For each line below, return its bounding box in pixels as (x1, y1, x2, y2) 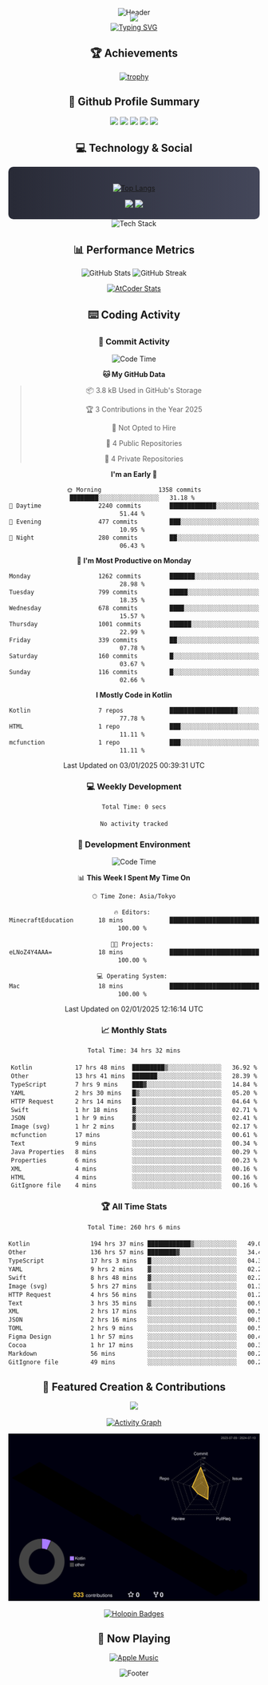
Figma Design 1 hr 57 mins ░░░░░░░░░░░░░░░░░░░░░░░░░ (8, 1333, 238, 1341)
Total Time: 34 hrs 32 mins (87, 1047, 181, 1055)
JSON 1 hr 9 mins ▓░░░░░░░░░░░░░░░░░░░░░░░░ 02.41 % (10, 1115, 258, 1123)
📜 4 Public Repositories (105, 438, 183, 447)
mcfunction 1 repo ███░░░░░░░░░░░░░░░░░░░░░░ (9, 738, 259, 746)
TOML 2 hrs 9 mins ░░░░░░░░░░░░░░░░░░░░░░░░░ (8, 1325, 238, 1333)
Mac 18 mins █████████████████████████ (9, 983, 259, 991)
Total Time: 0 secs (101, 803, 167, 811)
